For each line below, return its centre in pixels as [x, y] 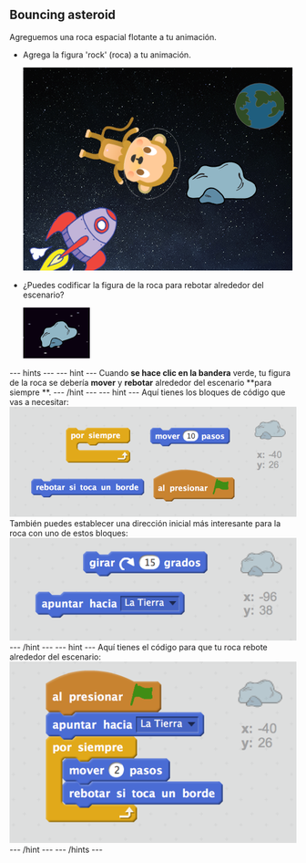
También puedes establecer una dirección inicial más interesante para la [145, 523]
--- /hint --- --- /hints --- [56, 850]
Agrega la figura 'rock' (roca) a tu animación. [107, 55]
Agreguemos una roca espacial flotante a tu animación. [113, 36]
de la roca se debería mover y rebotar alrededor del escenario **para [141, 382]
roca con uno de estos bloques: [69, 533]
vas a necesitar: [39, 401]
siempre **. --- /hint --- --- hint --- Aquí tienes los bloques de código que [148, 392]
